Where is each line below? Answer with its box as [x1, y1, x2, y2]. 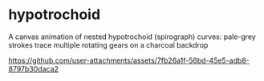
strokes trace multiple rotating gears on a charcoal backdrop [8, 40, 209, 49]
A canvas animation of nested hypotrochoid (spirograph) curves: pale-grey [8, 32, 257, 41]
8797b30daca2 [8, 64, 59, 73]
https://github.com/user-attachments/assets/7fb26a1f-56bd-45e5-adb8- [8, 56, 250, 65]
